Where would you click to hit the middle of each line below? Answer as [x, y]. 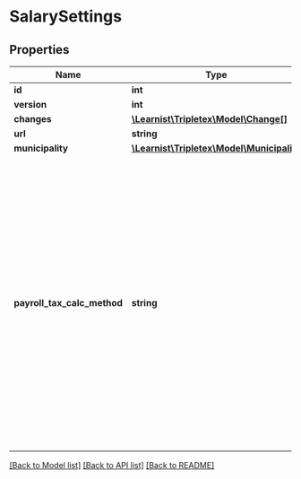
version [30, 105]
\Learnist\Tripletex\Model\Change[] [210, 119]
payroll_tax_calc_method [69, 303]
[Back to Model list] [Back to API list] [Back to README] [112, 465]
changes [33, 119]
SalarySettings [66, 17]
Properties [39, 50]
